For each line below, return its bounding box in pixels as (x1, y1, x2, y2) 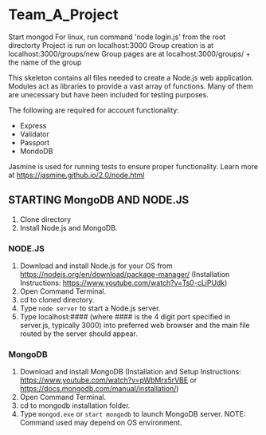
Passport (19, 137, 50, 147)
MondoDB (19, 146, 53, 156)
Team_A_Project (8, 6, 119, 24)
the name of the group (8, 57, 82, 67)
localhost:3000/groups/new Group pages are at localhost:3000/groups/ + (8, 49, 251, 58)
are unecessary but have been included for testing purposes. (8, 89, 209, 99)
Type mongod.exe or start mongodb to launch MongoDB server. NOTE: (19, 409, 246, 419)
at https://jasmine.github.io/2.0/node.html (8, 170, 145, 180)
